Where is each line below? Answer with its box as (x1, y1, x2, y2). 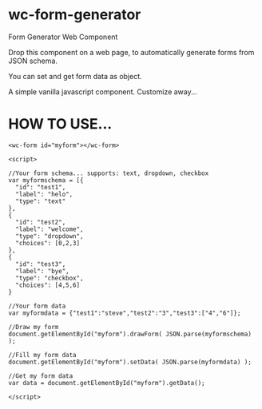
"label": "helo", (15, 190, 73, 198)
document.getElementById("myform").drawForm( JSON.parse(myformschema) (8, 330, 252, 338)
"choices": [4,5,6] (15, 281, 81, 289)
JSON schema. (8, 56, 58, 66)
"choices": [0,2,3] (15, 239, 81, 247)
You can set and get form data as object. (8, 71, 142, 81)
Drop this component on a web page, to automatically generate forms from (8, 47, 255, 57)
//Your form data (8, 302, 66, 310)
